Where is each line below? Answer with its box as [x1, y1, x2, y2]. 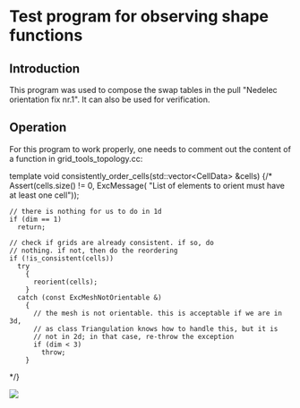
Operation [9, 120, 67, 135]
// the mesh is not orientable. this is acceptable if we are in [32, 309, 282, 318]
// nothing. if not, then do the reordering [9, 246, 178, 255]
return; [17, 222, 47, 232]
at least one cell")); [9, 190, 80, 200]
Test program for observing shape [9, 6, 270, 27]
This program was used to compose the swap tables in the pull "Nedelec [9, 85, 278, 95]
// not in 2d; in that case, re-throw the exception [32, 332, 235, 341]
